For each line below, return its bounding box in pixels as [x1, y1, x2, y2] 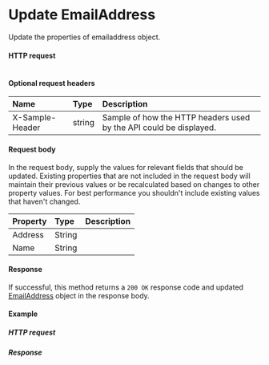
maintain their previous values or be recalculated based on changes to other [8, 179, 260, 189]
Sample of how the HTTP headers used [102, 112, 251, 124]
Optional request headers [8, 78, 95, 87]
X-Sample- [12, 112, 57, 124]
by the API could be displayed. [102, 122, 216, 133]
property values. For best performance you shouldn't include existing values [8, 188, 260, 197]
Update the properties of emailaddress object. [8, 32, 161, 42]
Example [8, 309, 38, 318]
